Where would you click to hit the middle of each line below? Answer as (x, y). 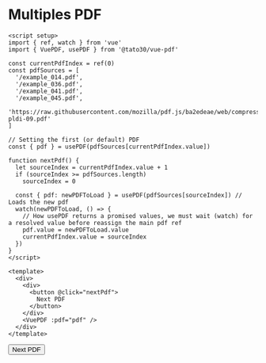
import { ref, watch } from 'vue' (65, 42)
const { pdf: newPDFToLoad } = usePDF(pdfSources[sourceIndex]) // (129, 195)
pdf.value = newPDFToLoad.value (76, 230)
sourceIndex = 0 (49, 181)
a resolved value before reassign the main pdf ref (95, 223)
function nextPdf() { (44, 160)
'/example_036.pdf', (49, 84)
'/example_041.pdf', (49, 91)
